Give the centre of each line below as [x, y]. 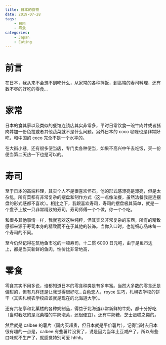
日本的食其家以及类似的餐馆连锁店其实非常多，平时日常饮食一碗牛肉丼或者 [81, 125]
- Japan [22, 38]
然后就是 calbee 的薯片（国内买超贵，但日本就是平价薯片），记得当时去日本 [82, 325]
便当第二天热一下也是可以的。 [35, 154]
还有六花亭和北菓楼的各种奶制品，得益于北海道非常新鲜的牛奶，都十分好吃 [81, 308]
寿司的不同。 [22, 232]
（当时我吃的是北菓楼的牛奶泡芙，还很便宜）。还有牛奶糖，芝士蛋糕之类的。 [82, 314]
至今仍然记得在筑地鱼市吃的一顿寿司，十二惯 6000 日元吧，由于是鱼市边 [79, 243]
